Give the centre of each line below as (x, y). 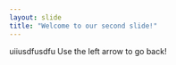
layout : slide (36, 17)
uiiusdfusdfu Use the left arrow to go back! (88, 51)
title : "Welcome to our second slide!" (84, 26)
